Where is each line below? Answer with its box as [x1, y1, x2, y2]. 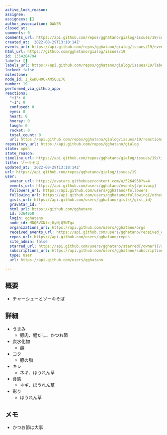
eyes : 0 [9, 109, 26, 115]
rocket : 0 [9, 128, 30, 133]
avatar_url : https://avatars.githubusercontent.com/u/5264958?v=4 [9, 179, 150, 184]
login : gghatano [9, 216, 43, 221]
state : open [5, 146, 30, 151]
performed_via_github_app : [5, 86, 61, 91]
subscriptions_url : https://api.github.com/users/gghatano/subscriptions [9, 248, 166, 253]
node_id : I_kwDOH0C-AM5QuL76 [5, 77, 66, 82]
